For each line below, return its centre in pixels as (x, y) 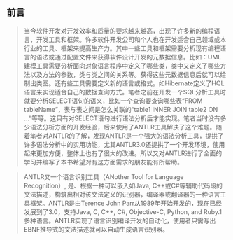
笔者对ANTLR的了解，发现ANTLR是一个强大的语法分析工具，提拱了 (127, 136)
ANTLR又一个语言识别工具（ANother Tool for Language (104, 176)
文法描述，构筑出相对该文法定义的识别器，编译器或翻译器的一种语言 (122, 194)
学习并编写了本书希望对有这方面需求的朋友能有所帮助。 (103, 162)
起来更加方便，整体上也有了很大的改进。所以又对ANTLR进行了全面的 (122, 153)
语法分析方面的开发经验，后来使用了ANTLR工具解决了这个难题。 (123, 127)
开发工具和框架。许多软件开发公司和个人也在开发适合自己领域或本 (131, 39)
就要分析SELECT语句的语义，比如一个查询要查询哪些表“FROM (113, 101)
